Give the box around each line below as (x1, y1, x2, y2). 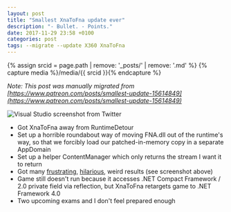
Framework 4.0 (17, 189, 61, 197)
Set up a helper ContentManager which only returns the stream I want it (17, 153, 222, 161)
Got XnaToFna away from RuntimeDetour (17, 124, 134, 131)
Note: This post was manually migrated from (7, 82, 135, 90)
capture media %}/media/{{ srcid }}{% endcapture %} (7, 68, 161, 77)
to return (17, 160, 43, 168)
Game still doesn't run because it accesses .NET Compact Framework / (17, 175, 221, 183)
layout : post (7, 10, 45, 17)
